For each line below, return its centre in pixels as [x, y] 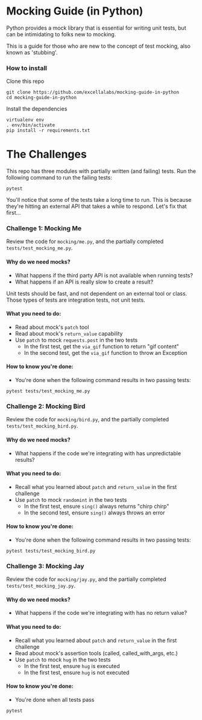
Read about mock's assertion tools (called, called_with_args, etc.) [96, 653]
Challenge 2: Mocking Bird [46, 406]
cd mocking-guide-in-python [42, 98]
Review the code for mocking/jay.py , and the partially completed [86, 579]
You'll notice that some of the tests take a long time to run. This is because [99, 200]
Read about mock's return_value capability [69, 333]
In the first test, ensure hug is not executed [77, 672]
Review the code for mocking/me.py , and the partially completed [85, 242]
